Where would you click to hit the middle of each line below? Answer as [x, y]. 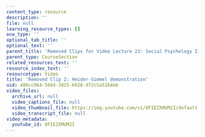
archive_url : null [35, 96]
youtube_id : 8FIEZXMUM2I [43, 125]
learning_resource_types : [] [43, 29]
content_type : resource [37, 12]
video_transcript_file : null [49, 113]
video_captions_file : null [46, 102]
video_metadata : [27, 119]
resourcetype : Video [33, 74]
